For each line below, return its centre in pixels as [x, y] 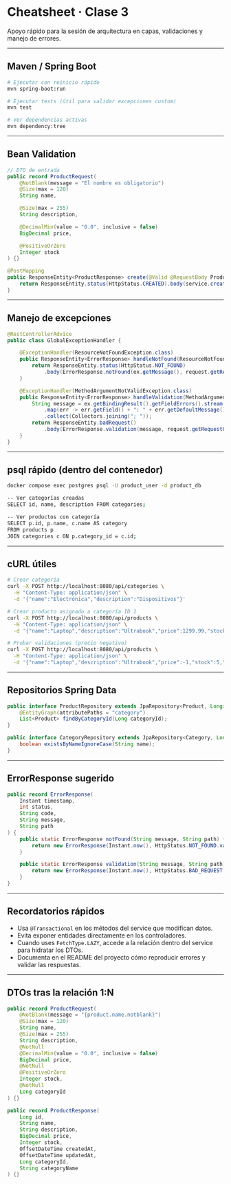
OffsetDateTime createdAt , [58, 1149]
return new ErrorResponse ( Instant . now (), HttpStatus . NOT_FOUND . [126, 845]
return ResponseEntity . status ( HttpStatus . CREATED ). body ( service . [115, 284]
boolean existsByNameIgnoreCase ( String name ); [87, 744]
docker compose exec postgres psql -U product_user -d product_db [104, 486]
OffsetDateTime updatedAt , [58, 1155]
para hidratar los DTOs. [50, 950]
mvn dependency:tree [37, 127]
